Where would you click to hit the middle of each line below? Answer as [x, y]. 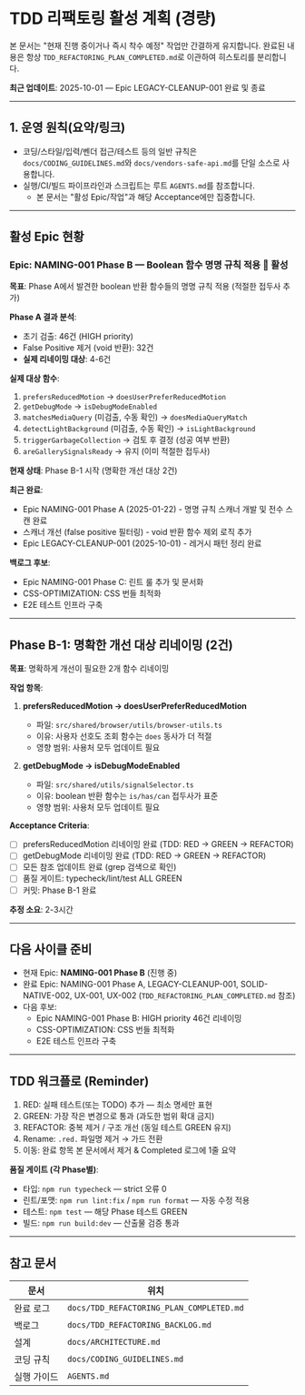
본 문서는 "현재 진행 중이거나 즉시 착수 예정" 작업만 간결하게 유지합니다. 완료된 [148, 45]
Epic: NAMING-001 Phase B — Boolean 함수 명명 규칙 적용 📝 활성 [149, 265]
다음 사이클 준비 [51, 949]
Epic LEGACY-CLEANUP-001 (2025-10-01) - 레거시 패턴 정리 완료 [142, 543]
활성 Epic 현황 [47, 237]
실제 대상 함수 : [34, 379]
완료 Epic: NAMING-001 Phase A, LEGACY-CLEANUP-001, [130, 985]
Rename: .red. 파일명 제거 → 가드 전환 [93, 1139]
